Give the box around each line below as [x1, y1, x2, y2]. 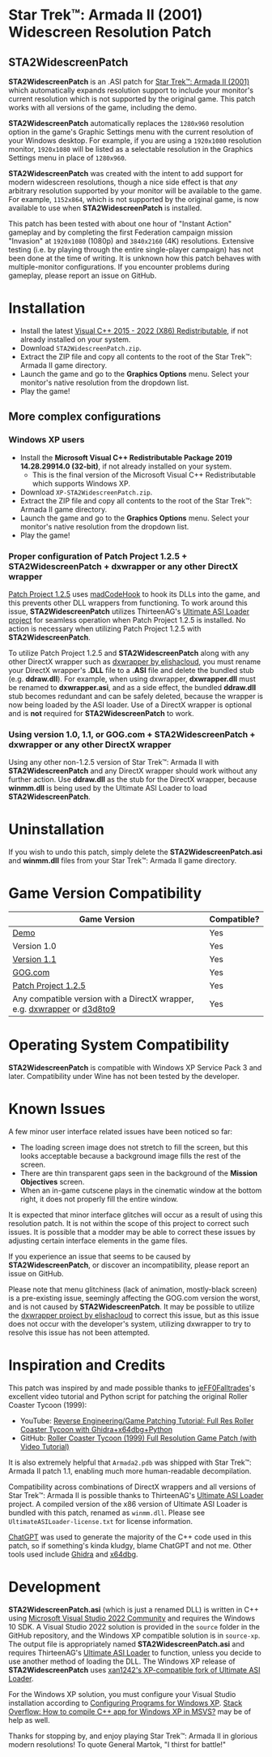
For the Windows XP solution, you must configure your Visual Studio [8, 1689, 236, 1699]
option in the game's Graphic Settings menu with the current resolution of [8, 127, 253, 136]
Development [8, 1578, 101, 1596]
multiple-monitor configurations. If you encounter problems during [8, 262, 230, 271]
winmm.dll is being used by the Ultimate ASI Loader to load [8, 784, 208, 793]
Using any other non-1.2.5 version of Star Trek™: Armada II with [8, 758, 219, 767]
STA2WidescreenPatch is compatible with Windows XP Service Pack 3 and [8, 1063, 262, 1073]
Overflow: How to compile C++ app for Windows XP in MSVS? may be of [8, 1707, 252, 1716]
